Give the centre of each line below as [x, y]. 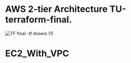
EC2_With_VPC [37, 54]
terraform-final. [39, 20]
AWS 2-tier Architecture [56, 9]
